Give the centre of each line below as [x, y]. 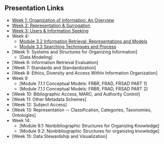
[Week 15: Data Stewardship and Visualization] [59, 136]
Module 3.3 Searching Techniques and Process [68, 46]
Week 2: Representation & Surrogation [51, 25]
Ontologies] [24, 115]
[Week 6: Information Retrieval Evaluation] [55, 62]
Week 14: [21, 120]
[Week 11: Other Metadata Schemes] [49, 99]
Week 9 [20, 78]
